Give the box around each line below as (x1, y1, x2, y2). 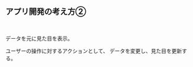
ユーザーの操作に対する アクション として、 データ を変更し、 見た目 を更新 (5, 47, 182, 54)
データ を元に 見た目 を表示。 (5, 35, 73, 42)
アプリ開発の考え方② (5, 6, 87, 17)
